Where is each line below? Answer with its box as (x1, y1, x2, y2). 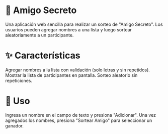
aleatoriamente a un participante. (5, 32, 74, 38)
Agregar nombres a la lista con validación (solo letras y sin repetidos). (5, 67, 150, 73)
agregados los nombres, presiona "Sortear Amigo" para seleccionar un (5, 117, 152, 123)
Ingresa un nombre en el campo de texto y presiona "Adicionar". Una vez (5, 112, 156, 118)
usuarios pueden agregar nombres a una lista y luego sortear (5, 26, 132, 32)
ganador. (5, 122, 24, 128)
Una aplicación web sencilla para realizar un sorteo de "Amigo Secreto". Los (5, 21, 163, 27)
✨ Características (5, 50, 80, 61)
